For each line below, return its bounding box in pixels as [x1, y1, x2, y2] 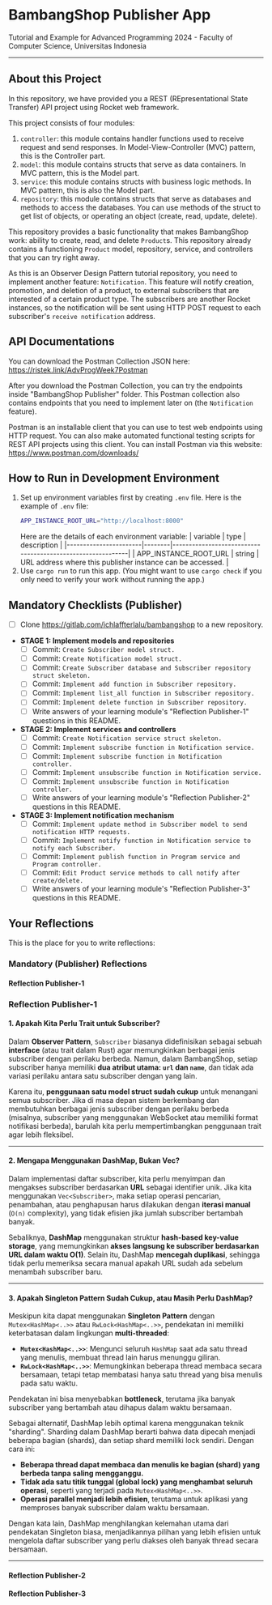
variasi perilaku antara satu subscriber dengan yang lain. [8, 1071, 198, 1080]
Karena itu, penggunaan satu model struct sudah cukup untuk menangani [8, 1087, 258, 1096]
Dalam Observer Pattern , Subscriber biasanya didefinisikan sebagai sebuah [8, 1037, 262, 1046]
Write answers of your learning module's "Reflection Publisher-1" [32, 706, 249, 716]
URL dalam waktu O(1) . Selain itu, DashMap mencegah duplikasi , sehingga [8, 1250, 261, 1259]
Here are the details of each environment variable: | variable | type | [19, 532, 247, 542]
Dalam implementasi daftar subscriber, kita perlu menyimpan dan [8, 1173, 226, 1183]
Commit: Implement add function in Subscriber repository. [32, 679, 237, 689]
